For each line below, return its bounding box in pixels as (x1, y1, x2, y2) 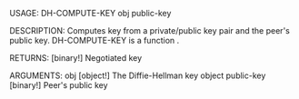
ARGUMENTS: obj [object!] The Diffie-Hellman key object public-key (9, 70, 266, 81)
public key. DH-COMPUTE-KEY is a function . (9, 35, 180, 45)
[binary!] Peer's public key (9, 80, 108, 90)
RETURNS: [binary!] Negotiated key (9, 53, 143, 63)
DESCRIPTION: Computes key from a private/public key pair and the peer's (9, 25, 291, 35)
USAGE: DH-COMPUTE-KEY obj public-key (9, 8, 172, 18)
